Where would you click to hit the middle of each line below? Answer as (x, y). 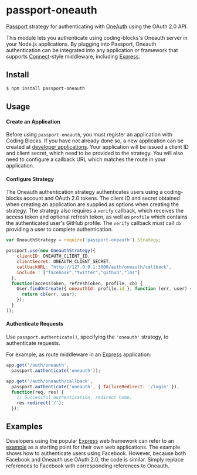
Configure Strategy (30, 179)
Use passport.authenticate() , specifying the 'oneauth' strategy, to (87, 337)
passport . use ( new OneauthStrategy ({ (51, 251)
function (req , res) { (38, 392)
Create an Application (33, 121)
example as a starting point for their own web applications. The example (93, 447)
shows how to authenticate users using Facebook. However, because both (96, 453)
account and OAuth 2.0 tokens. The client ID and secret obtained (102, 198)
